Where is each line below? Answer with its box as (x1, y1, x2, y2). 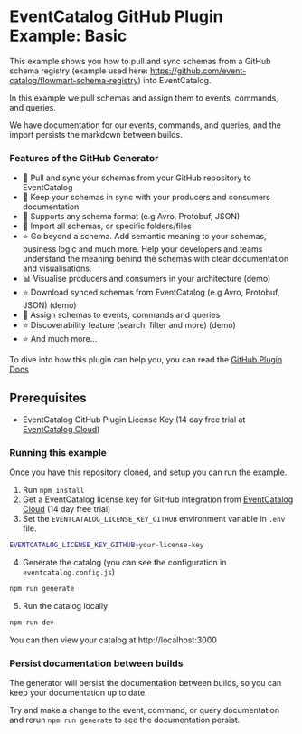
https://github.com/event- (149, 65, 247, 76)
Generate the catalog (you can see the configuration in (22, 557, 227, 568)
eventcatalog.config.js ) (22, 566, 116, 577)
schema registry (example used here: (9, 65, 148, 76)
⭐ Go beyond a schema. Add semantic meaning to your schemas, (22, 231, 267, 242)
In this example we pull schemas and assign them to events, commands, (9, 92, 278, 103)
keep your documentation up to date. (9, 687, 147, 699)
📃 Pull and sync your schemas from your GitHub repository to (22, 172, 251, 183)
